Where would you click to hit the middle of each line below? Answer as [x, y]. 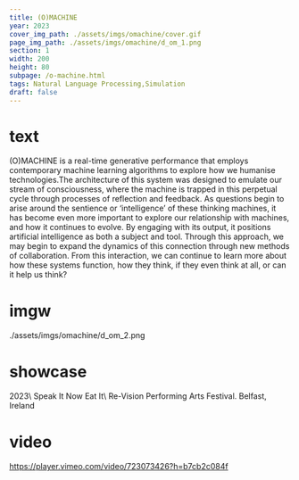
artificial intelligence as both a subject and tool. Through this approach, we [146, 236]
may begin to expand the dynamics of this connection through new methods [149, 246]
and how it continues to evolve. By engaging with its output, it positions [140, 228]
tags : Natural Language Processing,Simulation [97, 84]
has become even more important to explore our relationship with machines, [149, 218]
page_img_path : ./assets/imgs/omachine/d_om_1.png [105, 42]
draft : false [33, 92]
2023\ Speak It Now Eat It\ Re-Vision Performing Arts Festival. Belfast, [138, 396]
